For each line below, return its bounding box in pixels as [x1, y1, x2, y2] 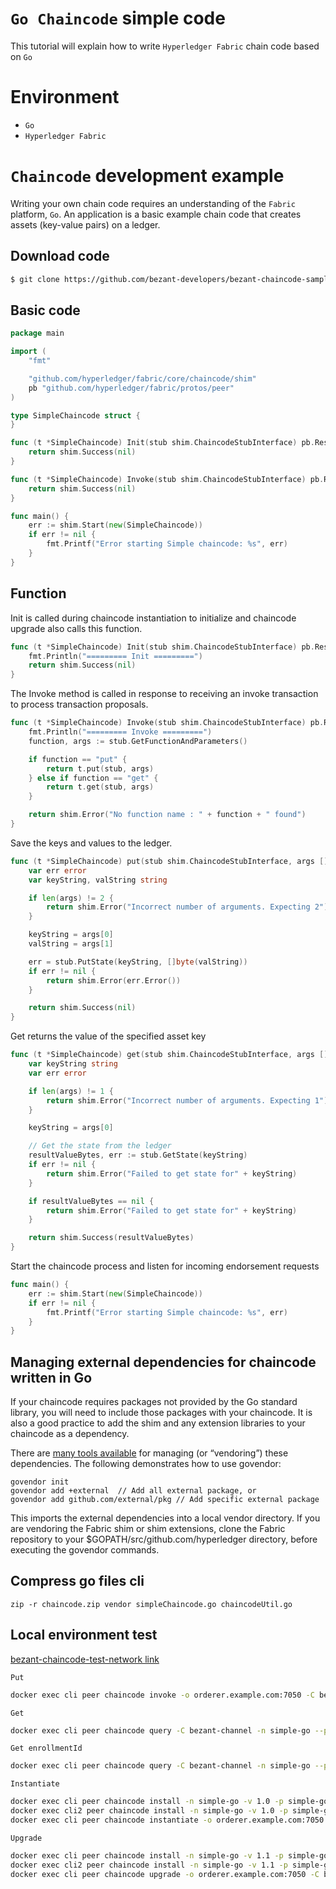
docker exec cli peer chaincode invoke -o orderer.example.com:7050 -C [10, 1690, 315, 1700]
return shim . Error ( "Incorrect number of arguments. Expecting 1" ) [46, 1095, 329, 1106]
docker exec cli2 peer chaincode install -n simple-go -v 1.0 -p [10, 1806, 288, 1816]
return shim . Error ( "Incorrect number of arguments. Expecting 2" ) [46, 902, 329, 912]
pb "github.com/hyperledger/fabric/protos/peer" [28, 383, 235, 393]
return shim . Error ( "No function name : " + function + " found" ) [28, 810, 307, 820]
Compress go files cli [10, 1573, 145, 1590]
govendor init [10, 1477, 70, 1487]
